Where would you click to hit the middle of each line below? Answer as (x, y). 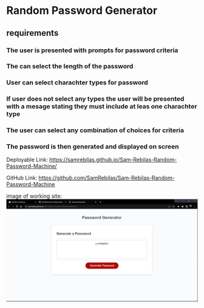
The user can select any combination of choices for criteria (95, 130)
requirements (32, 33)
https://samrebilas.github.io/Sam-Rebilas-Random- (113, 160)
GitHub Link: (22, 178)
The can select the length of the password (70, 66)
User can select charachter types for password (77, 82)
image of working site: (34, 196)
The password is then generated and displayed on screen (93, 147)
